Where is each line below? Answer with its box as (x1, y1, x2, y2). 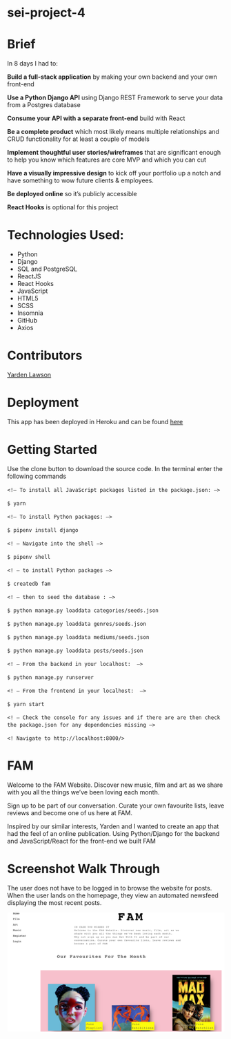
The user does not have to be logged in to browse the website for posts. (7, 884, 212, 892)
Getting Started (7, 442, 98, 457)
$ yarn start (7, 700, 45, 707)
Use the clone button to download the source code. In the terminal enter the (7, 464, 223, 473)
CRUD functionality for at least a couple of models (7, 135, 150, 143)
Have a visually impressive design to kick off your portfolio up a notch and (7, 169, 221, 178)
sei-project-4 (7, 5, 86, 21)
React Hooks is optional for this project (7, 203, 119, 211)
